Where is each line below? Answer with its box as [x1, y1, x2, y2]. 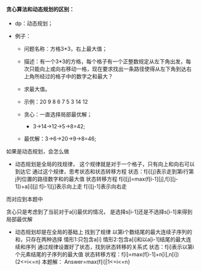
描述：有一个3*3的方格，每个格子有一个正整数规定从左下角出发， [23, 58, 186, 65]
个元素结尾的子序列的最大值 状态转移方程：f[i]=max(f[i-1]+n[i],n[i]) [14, 251, 179, 258]
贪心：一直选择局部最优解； [23, 111, 93, 118]
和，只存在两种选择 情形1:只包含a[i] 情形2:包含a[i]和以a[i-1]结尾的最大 [14, 236, 187, 243]
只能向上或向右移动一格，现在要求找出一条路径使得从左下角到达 [29, 66, 187, 73]
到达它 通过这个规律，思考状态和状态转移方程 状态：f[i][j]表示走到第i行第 [14, 168, 194, 175]
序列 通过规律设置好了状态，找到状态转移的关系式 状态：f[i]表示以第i [25, 244, 194, 251]
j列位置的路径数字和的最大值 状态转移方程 [14, 175, 118, 183]
